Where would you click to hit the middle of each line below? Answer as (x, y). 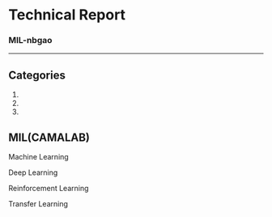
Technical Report (67, 15)
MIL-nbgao (30, 40)
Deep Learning (33, 172)
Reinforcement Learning (49, 189)
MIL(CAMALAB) (49, 137)
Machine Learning (38, 157)
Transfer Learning (38, 204)
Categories (37, 75)
